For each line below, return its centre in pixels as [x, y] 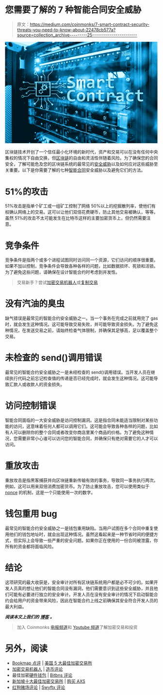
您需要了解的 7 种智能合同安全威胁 [73, 10]
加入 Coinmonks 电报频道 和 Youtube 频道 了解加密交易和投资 [77, 627]
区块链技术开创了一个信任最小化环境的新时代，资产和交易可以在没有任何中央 [81, 152]
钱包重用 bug [31, 514]
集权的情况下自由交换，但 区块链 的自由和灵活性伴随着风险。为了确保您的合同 [81, 158]
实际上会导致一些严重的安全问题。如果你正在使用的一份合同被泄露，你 [88, 540]
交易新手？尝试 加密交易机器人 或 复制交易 [57, 283]
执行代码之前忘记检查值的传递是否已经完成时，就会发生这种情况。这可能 [81, 378]
